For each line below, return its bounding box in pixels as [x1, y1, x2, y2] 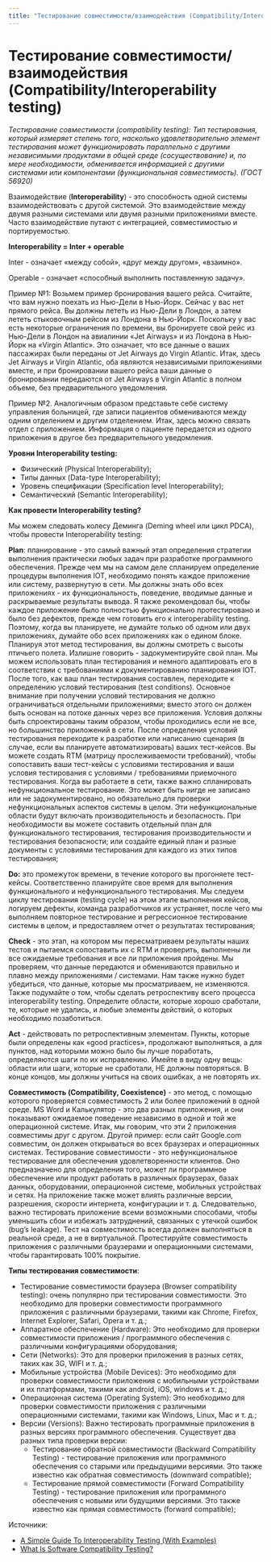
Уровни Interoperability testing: [8, 448, 118, 458]
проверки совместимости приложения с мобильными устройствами [19, 1376, 260, 1385]
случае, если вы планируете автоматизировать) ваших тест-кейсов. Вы [8, 742, 256, 752]
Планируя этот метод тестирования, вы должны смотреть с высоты [8, 639, 244, 649]
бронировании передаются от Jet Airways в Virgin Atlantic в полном [8, 374, 242, 384]
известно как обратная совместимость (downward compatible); [31, 1469, 252, 1480]
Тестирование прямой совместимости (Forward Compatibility [31, 1478, 244, 1488]
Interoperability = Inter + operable [8, 241, 125, 251]
